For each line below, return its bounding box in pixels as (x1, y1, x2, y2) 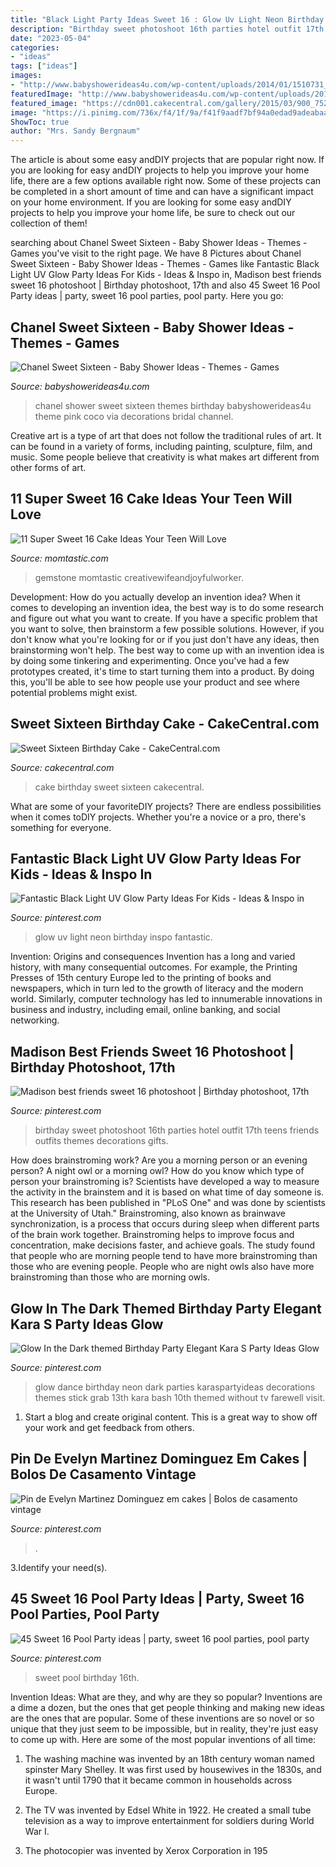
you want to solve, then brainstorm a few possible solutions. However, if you (10, 622, 325, 635)
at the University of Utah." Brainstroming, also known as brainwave (10, 1207, 286, 1220)
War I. (24, 1825, 50, 1837)
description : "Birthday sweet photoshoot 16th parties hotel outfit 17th (10, 24, 325, 34)
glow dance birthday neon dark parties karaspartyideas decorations (34, 1381, 316, 1393)
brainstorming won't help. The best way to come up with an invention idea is (10, 644, 325, 656)
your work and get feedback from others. (24, 1422, 195, 1433)
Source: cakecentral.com (10, 761, 115, 773)
